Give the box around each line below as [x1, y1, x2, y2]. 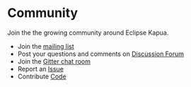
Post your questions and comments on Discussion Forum [17, 50, 185, 58]
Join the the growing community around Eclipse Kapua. [7, 28, 169, 37]
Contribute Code [17, 72, 66, 81]
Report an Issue [17, 64, 64, 73]
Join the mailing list [17, 42, 74, 50]
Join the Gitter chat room [17, 57, 91, 65]
